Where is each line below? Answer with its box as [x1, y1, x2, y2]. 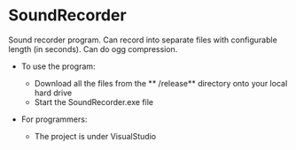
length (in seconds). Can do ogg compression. [8, 43, 178, 54]
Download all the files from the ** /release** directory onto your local [34, 78, 288, 88]
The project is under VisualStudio [34, 131, 157, 141]
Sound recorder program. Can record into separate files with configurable [8, 34, 278, 45]
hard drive [34, 87, 73, 98]
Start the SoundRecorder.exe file [34, 96, 154, 107]
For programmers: [20, 114, 88, 124]
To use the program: [20, 61, 96, 71]
